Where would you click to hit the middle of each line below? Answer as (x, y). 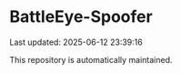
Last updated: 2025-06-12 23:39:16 (76, 42)
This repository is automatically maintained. (91, 59)
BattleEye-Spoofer (81, 17)
